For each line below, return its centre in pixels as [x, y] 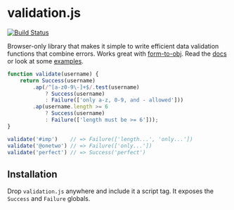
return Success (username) [58, 80]
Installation [32, 174]
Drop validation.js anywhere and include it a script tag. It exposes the [111, 191]
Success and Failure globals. [49, 199]
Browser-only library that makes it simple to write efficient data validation [113, 46]
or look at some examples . [46, 61]
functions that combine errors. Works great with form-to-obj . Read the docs [117, 54]
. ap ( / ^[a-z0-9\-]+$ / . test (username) [86, 87]
